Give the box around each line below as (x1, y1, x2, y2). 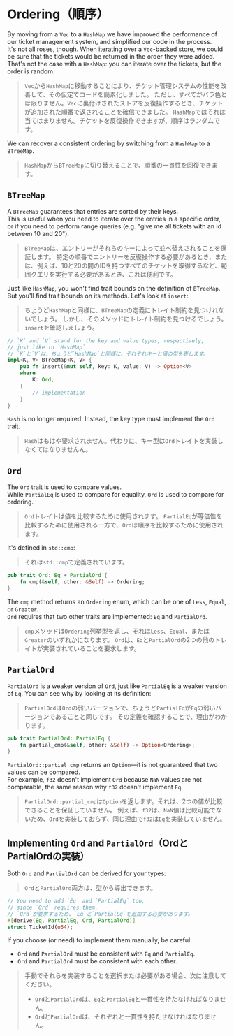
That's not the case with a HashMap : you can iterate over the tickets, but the (7, 59, 222, 68)
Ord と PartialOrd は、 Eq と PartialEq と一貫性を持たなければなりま (34, 995, 221, 1003)
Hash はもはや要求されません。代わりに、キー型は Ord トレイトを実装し (24, 437, 224, 445)
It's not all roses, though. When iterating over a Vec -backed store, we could (7, 45, 224, 53)
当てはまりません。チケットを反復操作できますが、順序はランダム (24, 116, 214, 124)
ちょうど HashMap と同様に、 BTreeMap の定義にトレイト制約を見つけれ (24, 305, 219, 314)
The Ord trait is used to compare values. (7, 483, 122, 491)
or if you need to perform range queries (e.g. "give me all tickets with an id (7, 221, 222, 231)
